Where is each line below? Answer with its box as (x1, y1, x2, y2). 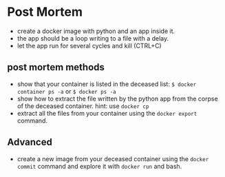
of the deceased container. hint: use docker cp (17, 101, 149, 110)
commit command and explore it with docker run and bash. (17, 162, 182, 170)
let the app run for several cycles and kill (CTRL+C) (17, 41, 162, 50)
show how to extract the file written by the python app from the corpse (17, 94, 218, 103)
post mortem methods (7, 61, 105, 73)
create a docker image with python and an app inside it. (17, 27, 175, 35)
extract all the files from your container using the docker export (17, 109, 197, 117)
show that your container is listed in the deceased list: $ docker (17, 80, 197, 88)
